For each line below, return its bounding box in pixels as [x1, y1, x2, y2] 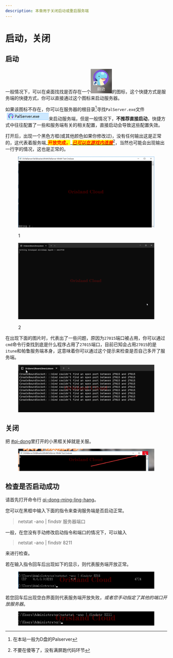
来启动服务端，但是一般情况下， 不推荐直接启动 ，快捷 [48, 115, 161, 122]
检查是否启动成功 [5, 482, 60, 491]
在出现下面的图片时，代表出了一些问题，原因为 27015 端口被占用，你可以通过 [5, 335, 165, 341]
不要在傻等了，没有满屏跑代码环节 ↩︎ [12, 647, 90, 653]
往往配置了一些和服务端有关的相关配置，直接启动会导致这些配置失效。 [14, 122, 163, 128]
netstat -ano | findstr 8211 [17, 539, 72, 546]
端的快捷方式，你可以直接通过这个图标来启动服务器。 [9, 95, 122, 101]
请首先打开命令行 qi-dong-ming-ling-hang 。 [5, 497, 99, 503]
